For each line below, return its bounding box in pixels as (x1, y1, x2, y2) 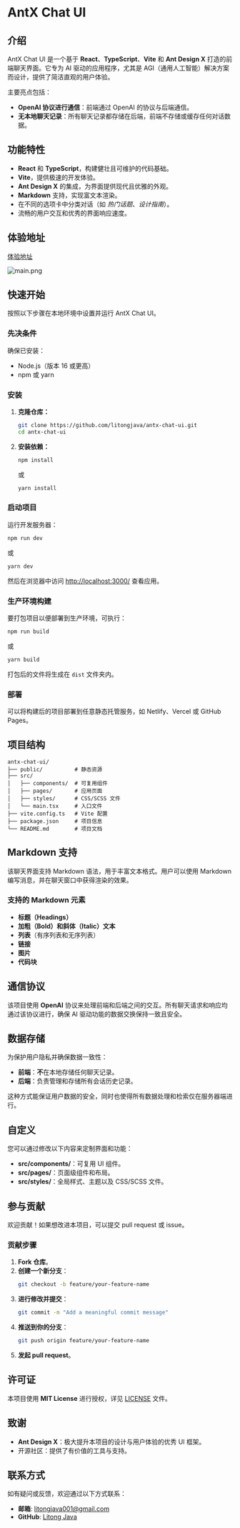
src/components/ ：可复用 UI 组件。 (17, 1159, 125, 1168)
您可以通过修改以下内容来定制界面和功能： (7, 1144, 133, 1153)
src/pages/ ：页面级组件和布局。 (17, 1169, 114, 1177)
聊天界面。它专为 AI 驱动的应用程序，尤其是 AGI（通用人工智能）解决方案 (13, 64, 230, 72)
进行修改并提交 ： (17, 1294, 69, 1304)
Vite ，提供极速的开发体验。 (17, 173, 100, 181)
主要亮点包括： (7, 88, 51, 96)
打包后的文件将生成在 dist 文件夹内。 (7, 669, 118, 679)
